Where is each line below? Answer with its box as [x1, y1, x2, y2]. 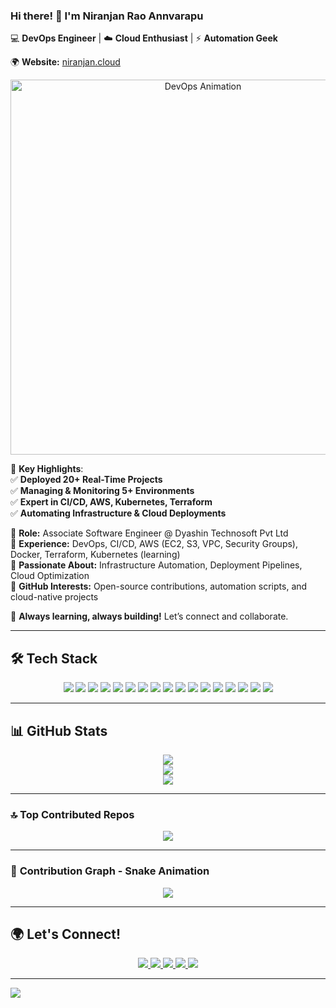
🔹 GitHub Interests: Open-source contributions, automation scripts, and [10, 580, 308, 593]
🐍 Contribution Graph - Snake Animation [10, 864, 210, 878]
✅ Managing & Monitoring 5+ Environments [10, 485, 195, 497]
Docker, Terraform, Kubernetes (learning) [10, 549, 181, 561]
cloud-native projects [10, 591, 99, 603]
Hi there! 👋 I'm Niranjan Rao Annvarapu [10, 9, 204, 23]
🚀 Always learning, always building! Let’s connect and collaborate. [10, 610, 289, 623]
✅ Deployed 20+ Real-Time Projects [10, 474, 163, 486]
